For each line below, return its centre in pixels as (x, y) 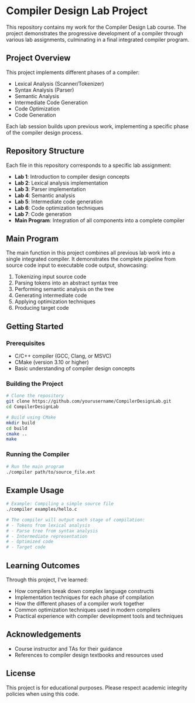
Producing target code (42, 308)
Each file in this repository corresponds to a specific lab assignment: (89, 165)
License (21, 673)
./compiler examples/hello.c (42, 510)
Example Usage (35, 490)
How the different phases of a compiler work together (79, 604)
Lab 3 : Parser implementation (50, 189)
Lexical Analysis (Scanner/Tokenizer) (59, 83)
